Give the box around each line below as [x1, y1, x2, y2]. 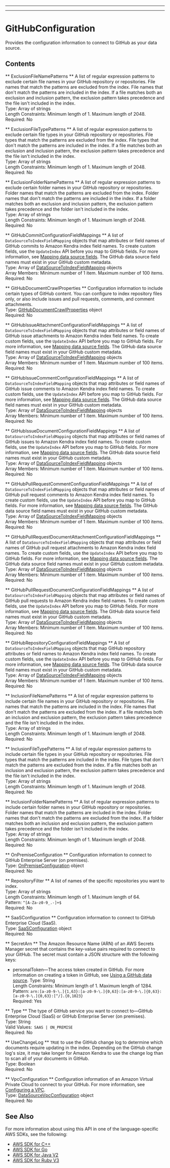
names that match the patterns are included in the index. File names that [5, 704, 156, 710]
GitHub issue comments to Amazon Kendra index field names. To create [5, 385, 155, 391]
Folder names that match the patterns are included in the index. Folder [5, 809, 152, 815]
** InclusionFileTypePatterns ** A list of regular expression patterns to [5, 746, 152, 752]
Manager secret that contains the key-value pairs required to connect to [5, 946, 155, 952]
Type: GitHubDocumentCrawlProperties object [5, 307, 102, 313]
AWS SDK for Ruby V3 [12, 1157, 59, 1163]
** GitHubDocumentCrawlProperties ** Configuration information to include [5, 285, 163, 291]
